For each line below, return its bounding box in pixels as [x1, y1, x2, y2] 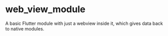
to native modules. [5, 25, 45, 31]
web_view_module [5, 4, 86, 15]
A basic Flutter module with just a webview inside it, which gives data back [5, 20, 163, 26]
